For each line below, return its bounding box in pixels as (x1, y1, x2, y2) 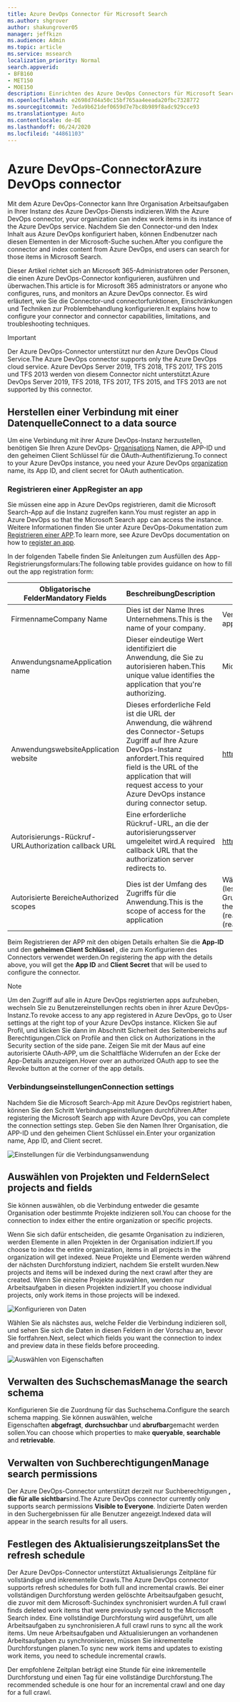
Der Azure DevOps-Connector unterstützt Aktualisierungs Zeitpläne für (7, 1568, 216, 1576)
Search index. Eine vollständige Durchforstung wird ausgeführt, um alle (7, 1613, 217, 1622)
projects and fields (7, 1182, 93, 1194)
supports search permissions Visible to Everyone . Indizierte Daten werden (7, 1502, 228, 1511)
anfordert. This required (126, 754, 204, 764)
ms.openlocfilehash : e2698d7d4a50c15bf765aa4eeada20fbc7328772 (7, 97, 200, 104)
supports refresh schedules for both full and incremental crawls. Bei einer (7, 1583, 224, 1591)
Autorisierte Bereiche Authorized (11, 893, 119, 903)
